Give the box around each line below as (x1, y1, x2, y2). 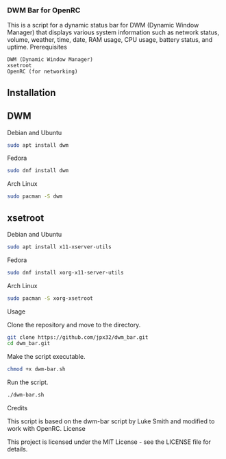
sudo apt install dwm (7, 141, 69, 149)
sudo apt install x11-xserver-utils (7, 243, 112, 250)
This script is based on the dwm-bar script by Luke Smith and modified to (7, 417, 215, 425)
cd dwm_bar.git (7, 340, 51, 347)
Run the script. (7, 378, 49, 386)
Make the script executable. (7, 353, 86, 361)
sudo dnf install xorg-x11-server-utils (7, 269, 125, 276)
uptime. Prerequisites (7, 43, 67, 51)
